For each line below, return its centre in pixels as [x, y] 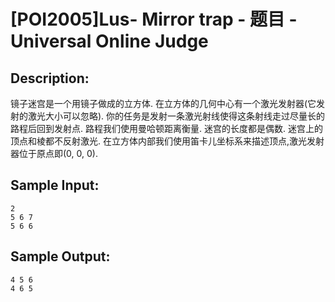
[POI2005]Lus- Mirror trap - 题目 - [154, 19]
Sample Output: [60, 256]
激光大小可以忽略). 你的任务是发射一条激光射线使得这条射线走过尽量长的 [176, 116]
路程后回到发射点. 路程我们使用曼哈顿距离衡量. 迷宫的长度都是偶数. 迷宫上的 [166, 128]
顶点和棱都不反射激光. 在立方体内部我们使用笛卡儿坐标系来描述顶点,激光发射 [167, 141]
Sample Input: [55, 185]
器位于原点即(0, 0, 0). [54, 153]
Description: [50, 78]
